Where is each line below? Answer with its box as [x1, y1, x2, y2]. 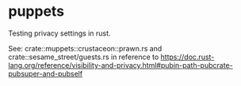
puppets [8, 2, 65, 21]
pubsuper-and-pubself [8, 69, 83, 78]
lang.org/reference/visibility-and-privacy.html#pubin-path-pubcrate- [8, 60, 233, 69]
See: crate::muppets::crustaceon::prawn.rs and [8, 43, 163, 53]
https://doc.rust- [160, 52, 215, 62]
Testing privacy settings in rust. [8, 28, 111, 38]
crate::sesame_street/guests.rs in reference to [8, 52, 159, 62]
